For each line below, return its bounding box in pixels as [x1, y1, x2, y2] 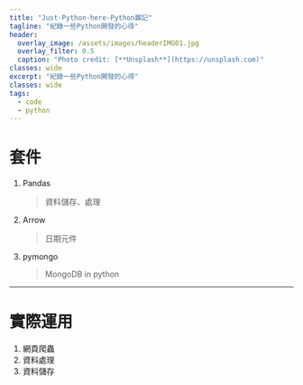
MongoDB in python [44, 268, 120, 280]
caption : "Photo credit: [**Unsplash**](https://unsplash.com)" [17, 55, 264, 64]
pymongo [22, 251, 59, 262]
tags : [9, 89, 30, 98]
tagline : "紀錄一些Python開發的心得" [9, 22, 139, 31]
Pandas [22, 178, 51, 189]
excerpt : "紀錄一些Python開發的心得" [9, 72, 139, 81]
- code [17, 97, 42, 107]
